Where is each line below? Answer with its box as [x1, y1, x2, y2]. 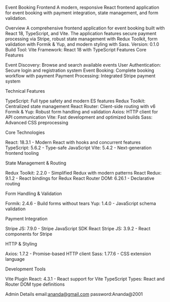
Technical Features [5, 88, 45, 94]
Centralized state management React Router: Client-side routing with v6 [5, 103, 156, 109]
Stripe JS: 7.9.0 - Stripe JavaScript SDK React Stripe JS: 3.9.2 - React [5, 226, 151, 231]
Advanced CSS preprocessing [5, 120, 69, 125]
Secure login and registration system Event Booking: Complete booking [5, 67, 155, 73]
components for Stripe [5, 231, 52, 237]
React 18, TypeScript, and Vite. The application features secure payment [5, 31, 156, 36]
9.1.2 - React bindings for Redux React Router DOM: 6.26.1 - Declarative [5, 175, 155, 181]
